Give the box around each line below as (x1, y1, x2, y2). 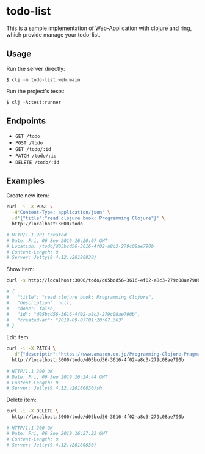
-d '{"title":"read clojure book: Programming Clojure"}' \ (12, 215, 165, 221)
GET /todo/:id (15, 146, 51, 152)
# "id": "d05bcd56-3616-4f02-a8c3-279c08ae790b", (6, 311, 140, 317)
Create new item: (6, 192, 49, 199)
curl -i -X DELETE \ (6, 408, 59, 414)
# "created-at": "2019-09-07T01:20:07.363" (6, 317, 124, 323)
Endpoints (6, 116, 46, 126)
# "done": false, (6, 306, 56, 312)
